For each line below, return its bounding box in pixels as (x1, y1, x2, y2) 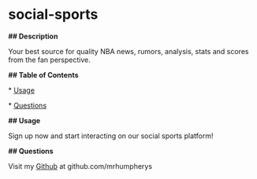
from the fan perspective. (8, 55, 91, 64)
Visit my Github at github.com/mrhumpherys (8, 161, 152, 170)
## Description (8, 31, 58, 41)
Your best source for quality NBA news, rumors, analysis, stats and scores (8, 46, 249, 56)
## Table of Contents (8, 70, 79, 79)
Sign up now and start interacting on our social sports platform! (8, 131, 214, 141)
